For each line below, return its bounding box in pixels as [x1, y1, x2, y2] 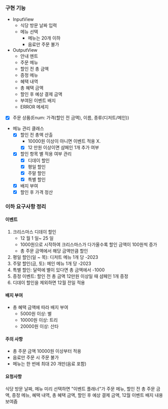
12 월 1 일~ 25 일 [20, 235, 54, 242]
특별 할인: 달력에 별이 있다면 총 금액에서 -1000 [12, 267, 105, 273]
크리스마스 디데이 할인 [12, 229, 57, 235]
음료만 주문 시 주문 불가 [12, 354, 59, 361]
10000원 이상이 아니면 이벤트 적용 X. [27, 138, 101, 144]
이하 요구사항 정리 [5, 203, 47, 210]
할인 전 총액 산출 [20, 132, 53, 138]
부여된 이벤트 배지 [20, 97, 56, 104]
